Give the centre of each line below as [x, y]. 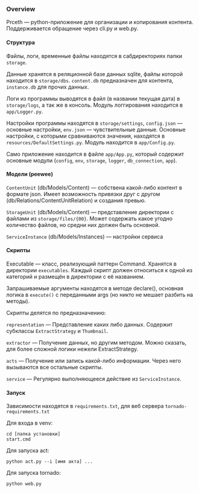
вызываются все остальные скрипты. [55, 367]
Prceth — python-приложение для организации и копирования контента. [100, 22]
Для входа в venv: [30, 423]
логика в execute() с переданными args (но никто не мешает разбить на [100, 294]
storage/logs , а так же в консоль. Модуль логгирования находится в [94, 105]
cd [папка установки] [33, 434]
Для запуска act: [28, 451]
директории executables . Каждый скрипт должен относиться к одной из [99, 270]
